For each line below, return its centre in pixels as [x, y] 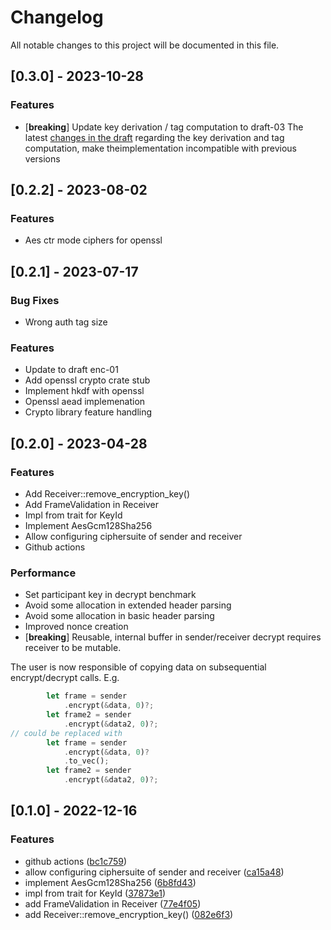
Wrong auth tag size [66, 322]
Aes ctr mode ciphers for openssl [93, 240]
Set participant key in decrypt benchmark [110, 595]
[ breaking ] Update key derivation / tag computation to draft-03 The [164, 127]
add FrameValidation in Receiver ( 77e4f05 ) [113, 903]
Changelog [57, 17]
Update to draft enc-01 [71, 370]
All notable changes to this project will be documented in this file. [145, 45]
